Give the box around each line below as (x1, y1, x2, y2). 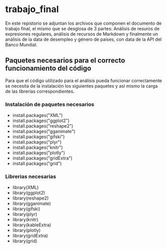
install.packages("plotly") (12, 150, 65, 156)
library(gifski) (12, 206, 41, 212)
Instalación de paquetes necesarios (5, 101, 95, 108)
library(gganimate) (12, 201, 51, 207)
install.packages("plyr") (12, 139, 62, 145)
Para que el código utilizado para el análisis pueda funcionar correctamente (5, 77, 162, 84)
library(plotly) (12, 227, 41, 233)
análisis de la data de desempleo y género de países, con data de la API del (5, 36, 162, 42)
